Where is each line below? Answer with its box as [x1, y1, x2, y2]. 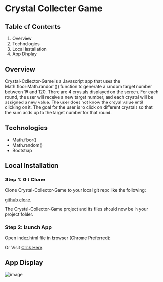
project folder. [5, 211, 33, 217]
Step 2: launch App [5, 224, 52, 231]
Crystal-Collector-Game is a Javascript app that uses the [5, 78, 120, 84]
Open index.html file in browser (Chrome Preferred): [5, 235, 110, 241]
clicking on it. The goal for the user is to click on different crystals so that [5, 104, 153, 110]
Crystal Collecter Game [5, 3, 103, 14]
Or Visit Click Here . [5, 244, 44, 250]
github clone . [5, 197, 32, 203]
